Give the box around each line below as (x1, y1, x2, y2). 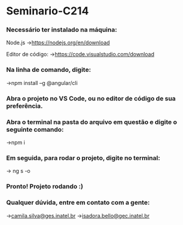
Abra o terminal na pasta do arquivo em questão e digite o (6, 118, 178, 126)
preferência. (6, 102, 43, 110)
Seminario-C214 (6, 4, 89, 18)
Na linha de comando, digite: (6, 66, 91, 74)
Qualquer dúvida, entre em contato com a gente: (6, 199, 150, 207)
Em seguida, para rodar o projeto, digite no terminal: (6, 154, 160, 162)
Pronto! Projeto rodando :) (6, 183, 84, 191)
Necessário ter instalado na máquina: (6, 26, 118, 34)
